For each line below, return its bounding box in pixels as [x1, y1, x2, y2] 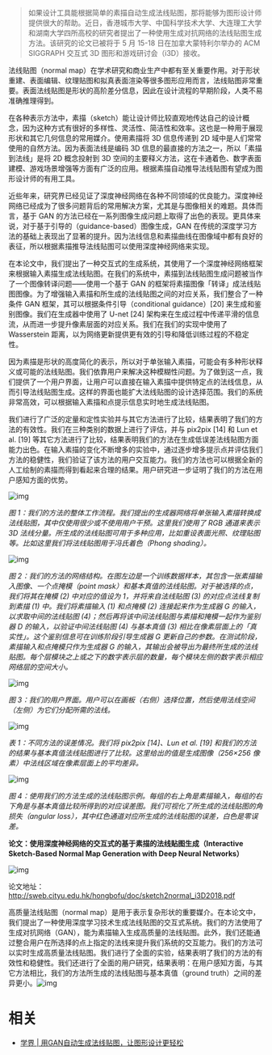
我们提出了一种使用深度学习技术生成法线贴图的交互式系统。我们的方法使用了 [8, 917, 263, 927]
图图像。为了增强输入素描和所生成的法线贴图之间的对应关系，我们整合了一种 [8, 289, 263, 299]
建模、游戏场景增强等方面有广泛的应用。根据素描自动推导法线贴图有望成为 [8, 163, 256, 173]
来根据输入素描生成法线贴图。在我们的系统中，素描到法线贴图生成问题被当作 [8, 269, 263, 278]
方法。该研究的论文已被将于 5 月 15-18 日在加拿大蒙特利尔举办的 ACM [27, 38, 261, 48]
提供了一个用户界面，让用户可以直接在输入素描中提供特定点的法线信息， [15, 377, 256, 387]
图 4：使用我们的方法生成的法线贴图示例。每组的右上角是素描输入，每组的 [8, 791, 256, 800]
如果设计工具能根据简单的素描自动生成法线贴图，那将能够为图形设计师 [27, 8, 262, 17]
